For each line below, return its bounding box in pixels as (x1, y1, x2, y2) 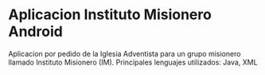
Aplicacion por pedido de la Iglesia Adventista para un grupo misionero (8, 49, 241, 58)
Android (8, 22, 64, 41)
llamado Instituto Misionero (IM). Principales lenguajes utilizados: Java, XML (8, 57, 258, 67)
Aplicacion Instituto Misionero (8, 6, 212, 24)
